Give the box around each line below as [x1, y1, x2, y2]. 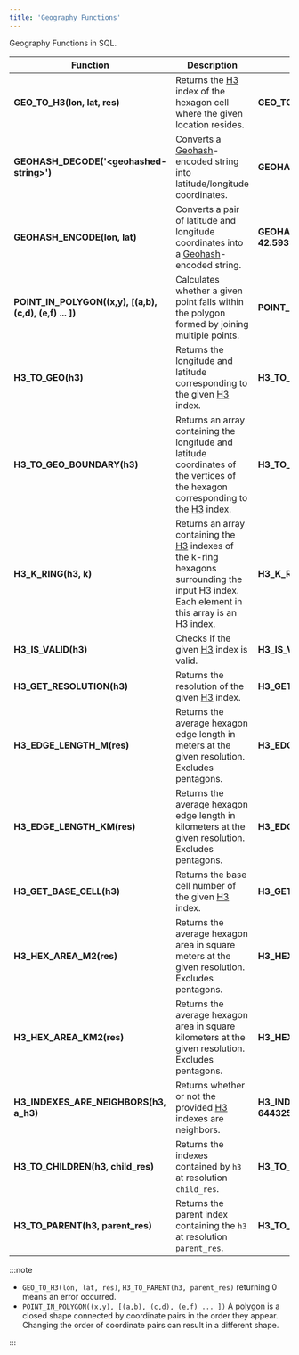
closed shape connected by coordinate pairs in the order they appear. [21, 1310, 279, 1320]
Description [186, 59, 238, 71]
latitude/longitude [174, 177, 249, 190]
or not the [174, 1089, 216, 1102]
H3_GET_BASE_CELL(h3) [13, 884, 120, 897]
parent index [174, 1208, 229, 1220]
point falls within [174, 295, 245, 308]
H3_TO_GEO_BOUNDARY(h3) [13, 458, 139, 471]
